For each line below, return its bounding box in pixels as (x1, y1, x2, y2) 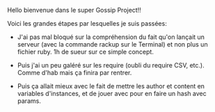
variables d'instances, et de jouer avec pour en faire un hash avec (17, 90, 207, 97)
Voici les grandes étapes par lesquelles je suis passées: (7, 19, 167, 27)
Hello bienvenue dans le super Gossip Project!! (7, 6, 141, 14)
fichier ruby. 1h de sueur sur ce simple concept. (17, 48, 154, 56)
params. (17, 97, 42, 105)
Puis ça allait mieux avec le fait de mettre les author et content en (17, 82, 205, 90)
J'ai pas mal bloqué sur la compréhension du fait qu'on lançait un (17, 33, 205, 41)
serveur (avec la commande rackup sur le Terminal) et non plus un (17, 40, 208, 48)
